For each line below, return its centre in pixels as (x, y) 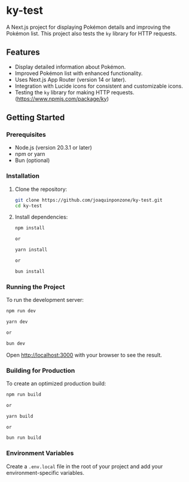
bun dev (16, 343)
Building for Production (41, 370)
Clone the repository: (41, 189)
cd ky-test (28, 206)
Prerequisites (26, 134)
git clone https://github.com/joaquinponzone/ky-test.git (89, 200)
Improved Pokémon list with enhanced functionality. (79, 73)
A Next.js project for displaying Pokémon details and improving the (88, 27)
